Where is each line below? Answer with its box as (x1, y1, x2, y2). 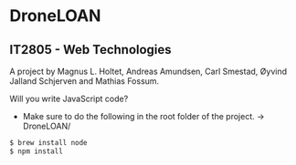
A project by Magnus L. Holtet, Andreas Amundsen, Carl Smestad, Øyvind (9, 66, 288, 77)
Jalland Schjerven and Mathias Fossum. (9, 76, 160, 87)
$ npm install (9, 147, 64, 156)
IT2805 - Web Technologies (9, 42, 172, 57)
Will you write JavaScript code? (9, 93, 129, 104)
